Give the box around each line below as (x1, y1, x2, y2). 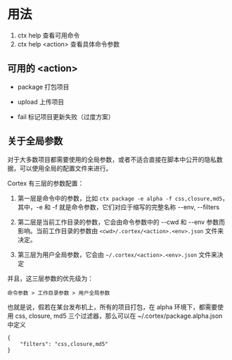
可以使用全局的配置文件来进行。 (19, 163, 112, 173)
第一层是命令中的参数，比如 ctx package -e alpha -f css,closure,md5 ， (17, 194, 228, 202)
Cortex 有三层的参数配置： (7, 179, 84, 187)
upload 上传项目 (17, 97, 65, 106)
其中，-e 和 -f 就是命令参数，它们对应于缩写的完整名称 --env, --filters (17, 202, 220, 211)
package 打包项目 (17, 82, 70, 91)
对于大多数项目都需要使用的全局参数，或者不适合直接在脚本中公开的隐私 (7, 155, 217, 163)
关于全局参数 (7, 135, 63, 147)
